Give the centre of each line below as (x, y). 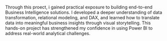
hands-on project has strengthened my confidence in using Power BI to (79, 28)
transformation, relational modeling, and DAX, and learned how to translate (82, 18)
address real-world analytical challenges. (48, 33)
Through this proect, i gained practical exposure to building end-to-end (79, 7)
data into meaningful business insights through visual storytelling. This (78, 23)
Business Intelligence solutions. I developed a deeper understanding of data (84, 12)
